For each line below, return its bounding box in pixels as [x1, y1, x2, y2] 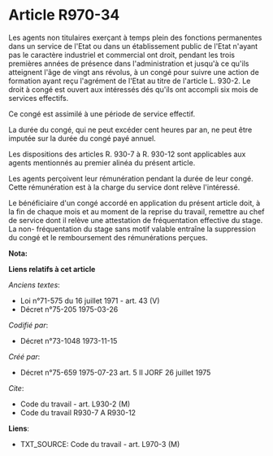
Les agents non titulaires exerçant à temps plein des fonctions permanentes [8, 33, 262, 42]
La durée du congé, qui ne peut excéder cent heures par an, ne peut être [8, 125, 253, 134]
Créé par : [8, 352, 41, 362]
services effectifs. [8, 93, 69, 103]
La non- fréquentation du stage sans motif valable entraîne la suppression [8, 224, 256, 234]
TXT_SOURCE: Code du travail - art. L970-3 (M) [19, 439, 180, 449]
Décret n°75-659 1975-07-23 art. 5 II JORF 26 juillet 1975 [19, 367, 211, 377]
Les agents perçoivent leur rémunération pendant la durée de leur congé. [8, 173, 253, 183]
